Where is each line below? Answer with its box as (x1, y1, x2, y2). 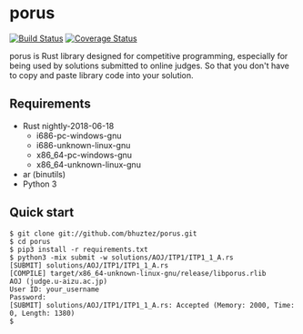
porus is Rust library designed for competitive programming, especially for (9, 50, 288, 61)
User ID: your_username (9, 285, 100, 294)
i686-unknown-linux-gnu (35, 139, 131, 150)
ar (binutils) (22, 168, 66, 179)
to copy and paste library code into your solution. (9, 69, 194, 80)
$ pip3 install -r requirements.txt (9, 245, 148, 254)
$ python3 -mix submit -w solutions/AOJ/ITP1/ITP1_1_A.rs (9, 253, 234, 262)
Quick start (9, 205, 75, 220)
